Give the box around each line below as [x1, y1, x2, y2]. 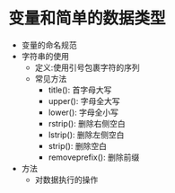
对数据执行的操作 [34, 174, 99, 185]
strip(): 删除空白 [48, 140, 107, 151]
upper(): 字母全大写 [48, 95, 120, 106]
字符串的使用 [21, 50, 69, 61]
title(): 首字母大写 [48, 84, 112, 95]
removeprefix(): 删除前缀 [48, 152, 140, 162]
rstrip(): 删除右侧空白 [48, 118, 127, 128]
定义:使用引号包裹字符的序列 [34, 62, 140, 73]
